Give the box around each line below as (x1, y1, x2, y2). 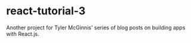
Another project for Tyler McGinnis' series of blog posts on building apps (6, 24, 186, 31)
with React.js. (6, 30, 40, 37)
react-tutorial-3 (6, 4, 86, 18)
